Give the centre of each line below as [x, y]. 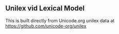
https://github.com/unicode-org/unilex [46, 26]
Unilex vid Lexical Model [45, 8]
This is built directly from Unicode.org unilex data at [60, 20]
